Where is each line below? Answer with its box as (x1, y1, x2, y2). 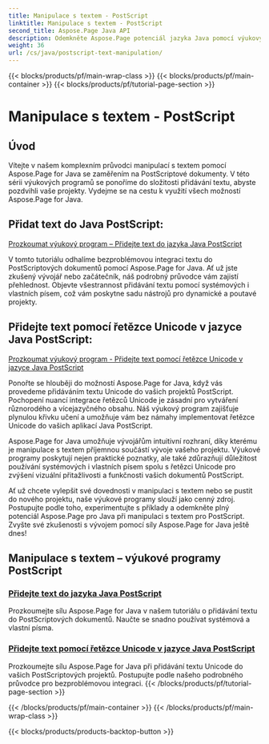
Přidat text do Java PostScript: (8, 218, 164, 231)
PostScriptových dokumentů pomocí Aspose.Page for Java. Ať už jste (8, 263, 238, 272)
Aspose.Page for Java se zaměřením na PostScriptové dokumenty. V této (8, 169, 250, 179)
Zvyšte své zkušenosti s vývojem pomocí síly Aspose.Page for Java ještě (8, 520, 250, 529)
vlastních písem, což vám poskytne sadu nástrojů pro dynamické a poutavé (8, 288, 257, 298)
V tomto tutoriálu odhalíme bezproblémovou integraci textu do (8, 254, 213, 264)
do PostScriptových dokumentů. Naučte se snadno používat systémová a (8, 614, 251, 625)
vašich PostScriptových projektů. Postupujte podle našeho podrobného (8, 670, 243, 679)
